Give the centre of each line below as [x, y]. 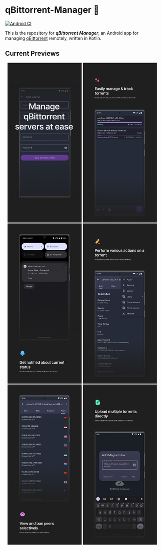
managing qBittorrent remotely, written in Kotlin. [53, 38]
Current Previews [32, 54]
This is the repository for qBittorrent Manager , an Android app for [72, 33]
